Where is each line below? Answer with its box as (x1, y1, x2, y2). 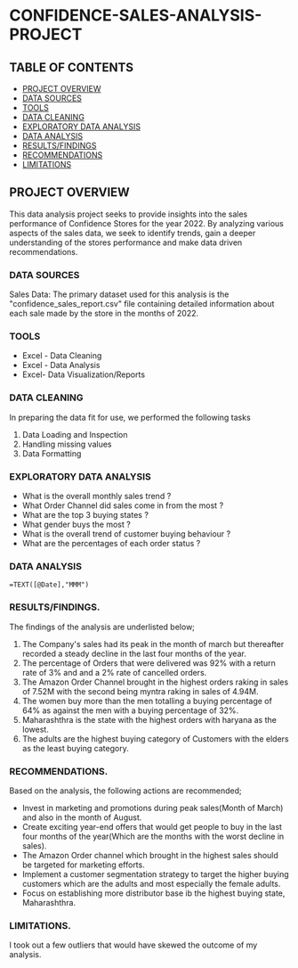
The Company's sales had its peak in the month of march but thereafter (21, 638, 285, 649)
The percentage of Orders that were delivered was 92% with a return (21, 657, 276, 669)
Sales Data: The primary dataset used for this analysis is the (9, 289, 230, 299)
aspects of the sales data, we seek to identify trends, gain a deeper (9, 227, 256, 238)
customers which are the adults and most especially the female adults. (21, 878, 281, 889)
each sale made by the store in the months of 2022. (9, 308, 199, 319)
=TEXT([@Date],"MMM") (9, 580, 90, 589)
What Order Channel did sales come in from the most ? (21, 500, 224, 511)
